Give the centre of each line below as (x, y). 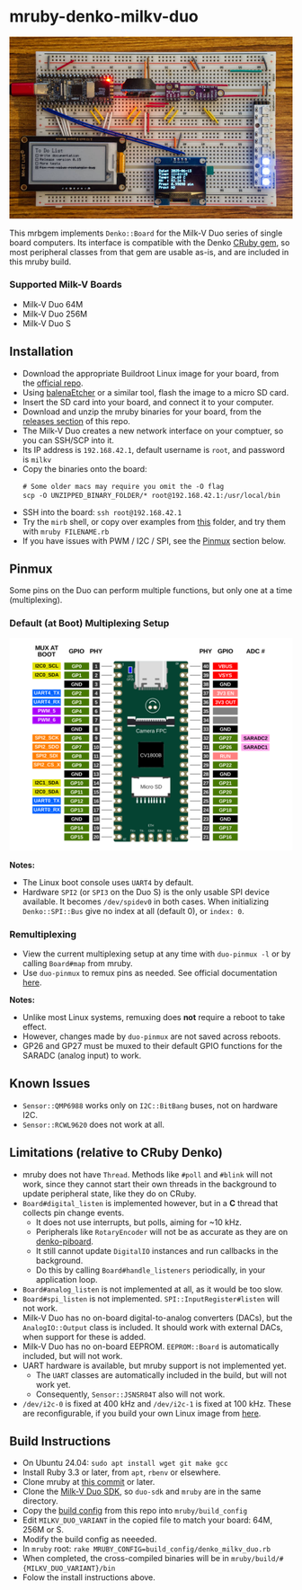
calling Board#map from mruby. (77, 964)
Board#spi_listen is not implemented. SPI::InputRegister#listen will (151, 1298)
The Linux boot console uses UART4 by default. (108, 882)
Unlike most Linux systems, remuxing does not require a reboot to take (154, 1017)
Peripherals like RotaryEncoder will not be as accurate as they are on (162, 1231)
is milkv (37, 459)
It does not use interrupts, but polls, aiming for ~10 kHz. (139, 1222)
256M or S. (43, 1530)
